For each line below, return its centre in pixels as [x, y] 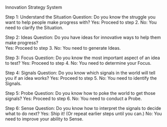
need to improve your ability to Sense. [44, 119]
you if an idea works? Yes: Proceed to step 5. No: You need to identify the [81, 78]
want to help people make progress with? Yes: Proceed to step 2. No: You [81, 22]
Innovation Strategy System [34, 7]
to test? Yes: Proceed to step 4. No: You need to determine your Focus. [78, 63]
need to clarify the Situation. [34, 28]
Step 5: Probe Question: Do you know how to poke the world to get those [80, 93]
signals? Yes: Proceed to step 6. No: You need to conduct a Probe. [73, 98]
